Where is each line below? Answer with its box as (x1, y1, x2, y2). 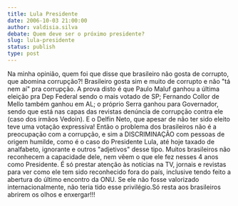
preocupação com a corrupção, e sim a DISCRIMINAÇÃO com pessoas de (7, 129, 225, 139)
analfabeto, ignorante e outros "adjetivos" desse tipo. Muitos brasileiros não (7, 145, 231, 153)
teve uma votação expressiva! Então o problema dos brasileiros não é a (7, 122, 217, 131)
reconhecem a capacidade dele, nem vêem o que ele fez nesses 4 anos (7, 152, 219, 161)
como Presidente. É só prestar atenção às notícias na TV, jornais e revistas (7, 160, 227, 168)
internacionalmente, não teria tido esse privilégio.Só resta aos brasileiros (7, 183, 221, 191)
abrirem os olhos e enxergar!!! (7, 190, 95, 199)
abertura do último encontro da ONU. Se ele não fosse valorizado (7, 175, 200, 183)
